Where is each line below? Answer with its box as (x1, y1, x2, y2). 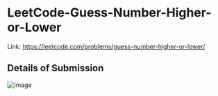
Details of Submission (7, 62, 104, 74)
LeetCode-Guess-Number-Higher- (7, 5, 212, 21)
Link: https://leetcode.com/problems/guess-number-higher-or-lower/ (7, 42, 206, 50)
